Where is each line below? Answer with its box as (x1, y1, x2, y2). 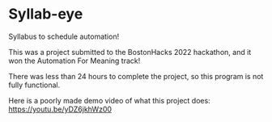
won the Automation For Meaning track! (8, 56, 141, 65)
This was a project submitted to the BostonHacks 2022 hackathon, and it (8, 47, 252, 57)
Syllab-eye (8, 5, 83, 23)
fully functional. (8, 80, 61, 90)
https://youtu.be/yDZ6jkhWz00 (8, 104, 112, 114)
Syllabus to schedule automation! (8, 32, 120, 41)
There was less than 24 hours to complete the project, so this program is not (8, 71, 264, 81)
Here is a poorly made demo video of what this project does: (8, 95, 210, 105)
